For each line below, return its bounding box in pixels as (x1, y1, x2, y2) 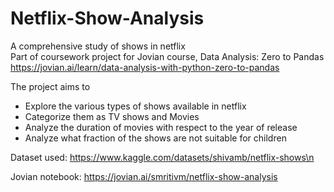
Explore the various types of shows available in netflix (24, 100, 247, 112)
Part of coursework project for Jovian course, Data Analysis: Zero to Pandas (10, 50, 325, 62)
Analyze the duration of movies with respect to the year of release (24, 121, 298, 133)
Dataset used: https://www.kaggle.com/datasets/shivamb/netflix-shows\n (10, 151, 315, 163)
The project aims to (10, 80, 91, 92)
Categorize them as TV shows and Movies (24, 110, 200, 122)
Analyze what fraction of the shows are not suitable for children (24, 132, 287, 144)
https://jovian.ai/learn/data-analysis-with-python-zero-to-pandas (10, 61, 280, 73)
